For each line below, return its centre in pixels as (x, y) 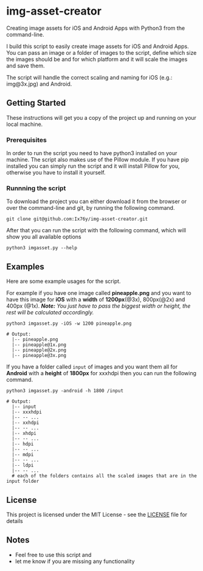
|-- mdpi (23, 455)
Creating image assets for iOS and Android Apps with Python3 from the (96, 28)
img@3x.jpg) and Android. (39, 84)
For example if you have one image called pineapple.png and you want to (99, 293)
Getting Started (36, 103)
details (15, 521)
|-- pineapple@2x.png (39, 350)
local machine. (25, 124)
